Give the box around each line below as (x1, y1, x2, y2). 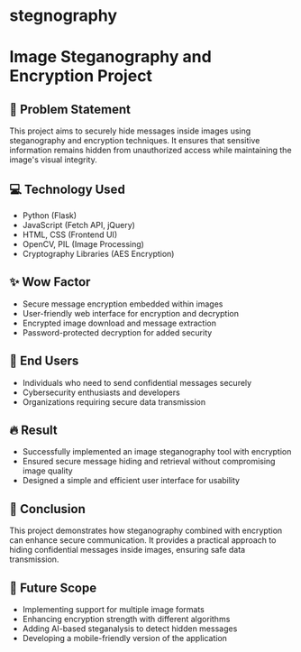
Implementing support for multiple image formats (22, 604, 205, 615)
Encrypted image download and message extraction (22, 317, 216, 328)
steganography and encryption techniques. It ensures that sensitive (9, 135, 260, 146)
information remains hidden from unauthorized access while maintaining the (9, 145, 292, 156)
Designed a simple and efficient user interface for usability (22, 475, 241, 486)
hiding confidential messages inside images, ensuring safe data (9, 545, 246, 556)
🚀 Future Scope (9, 580, 97, 595)
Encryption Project (9, 66, 153, 87)
